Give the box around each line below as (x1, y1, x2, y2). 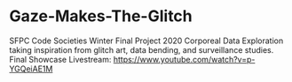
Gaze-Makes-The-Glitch (9, 6, 193, 26)
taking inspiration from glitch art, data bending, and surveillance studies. (9, 44, 274, 55)
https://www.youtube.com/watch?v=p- (113, 54, 256, 64)
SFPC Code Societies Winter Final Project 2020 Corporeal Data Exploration (9, 35, 284, 46)
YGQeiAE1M (9, 63, 53, 74)
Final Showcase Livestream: (9, 54, 112, 64)
